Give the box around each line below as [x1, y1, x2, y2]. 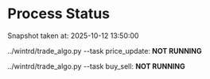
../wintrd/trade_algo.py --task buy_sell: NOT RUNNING [7, 61, 185, 71]
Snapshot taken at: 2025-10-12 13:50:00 [7, 31, 139, 40]
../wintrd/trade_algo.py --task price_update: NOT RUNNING [7, 46, 202, 55]
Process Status [7, 5, 111, 23]
